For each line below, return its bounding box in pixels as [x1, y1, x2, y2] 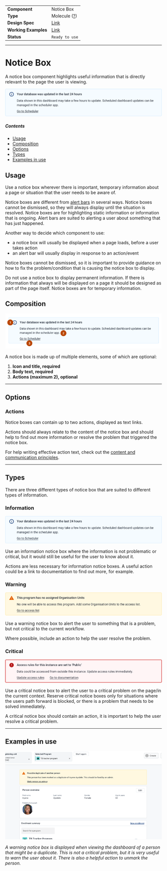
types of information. [5, 492, 48, 498]
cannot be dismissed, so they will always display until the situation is [5, 204, 146, 210]
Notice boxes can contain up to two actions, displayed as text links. [5, 419, 143, 425]
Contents [5, 123, 25, 129]
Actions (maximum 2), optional [12, 374, 78, 380]
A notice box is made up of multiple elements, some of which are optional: [5, 354, 157, 360]
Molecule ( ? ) [51, 13, 78, 19]
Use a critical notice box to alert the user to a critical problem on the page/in [5, 687, 162, 693]
